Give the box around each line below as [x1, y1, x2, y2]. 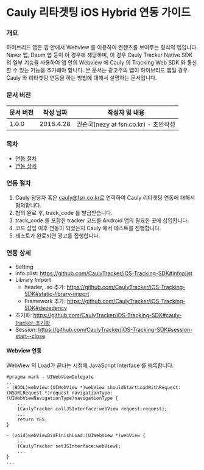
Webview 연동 [6, 347, 42, 354]
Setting [15, 263, 33, 270]
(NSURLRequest [6, 390, 43, 396]
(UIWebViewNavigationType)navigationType [6, 395, 113, 401]
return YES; [17, 416, 47, 423]
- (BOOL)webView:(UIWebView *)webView [6, 384, 105, 390]
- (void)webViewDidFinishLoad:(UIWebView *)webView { [6, 432, 146, 438]
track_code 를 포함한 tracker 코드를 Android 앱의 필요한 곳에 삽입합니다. [15, 217, 189, 224]
